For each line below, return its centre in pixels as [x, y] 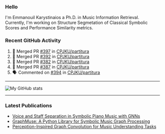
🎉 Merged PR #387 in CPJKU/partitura [51, 67]
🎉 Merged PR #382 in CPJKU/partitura [51, 62]
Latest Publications [29, 105]
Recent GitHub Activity [33, 41]
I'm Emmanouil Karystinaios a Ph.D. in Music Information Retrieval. [72, 18]
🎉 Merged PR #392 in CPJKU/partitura [51, 56]
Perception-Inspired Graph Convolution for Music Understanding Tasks [84, 126]
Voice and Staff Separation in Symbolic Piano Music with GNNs [76, 116]
